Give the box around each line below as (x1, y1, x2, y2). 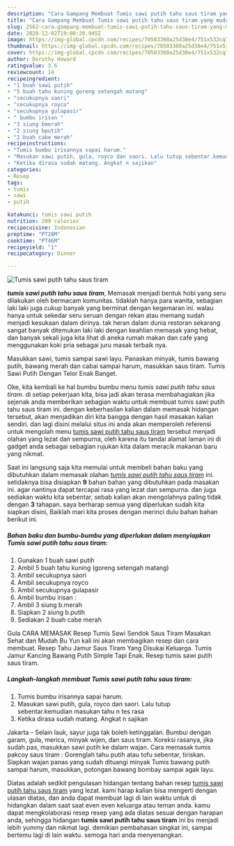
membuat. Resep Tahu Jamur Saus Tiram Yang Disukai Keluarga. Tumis (7, 644, 212, 652)
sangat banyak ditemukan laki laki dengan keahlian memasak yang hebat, (7, 326, 218, 335)
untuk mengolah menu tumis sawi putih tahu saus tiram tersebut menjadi (7, 428, 216, 436)
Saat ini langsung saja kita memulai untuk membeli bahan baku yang (7, 463, 203, 472)
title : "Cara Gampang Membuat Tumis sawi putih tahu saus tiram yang (7, 17, 214, 24)
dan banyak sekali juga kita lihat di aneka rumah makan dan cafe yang (7, 333, 208, 342)
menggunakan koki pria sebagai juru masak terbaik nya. (7, 341, 168, 349)
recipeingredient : (7, 75, 61, 82)
